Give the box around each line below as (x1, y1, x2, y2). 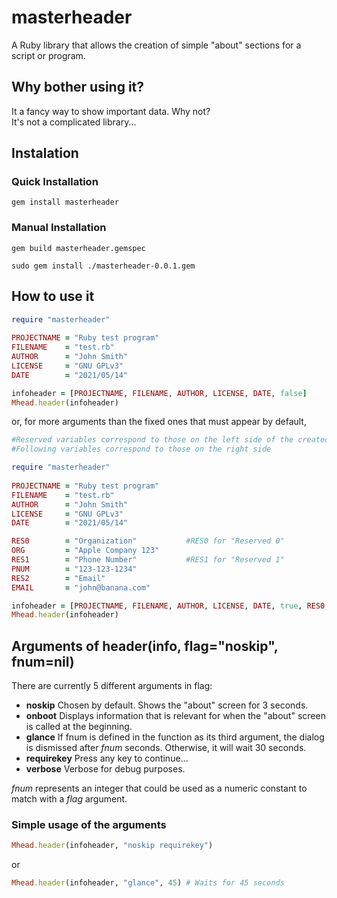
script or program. (11, 49, 86, 61)
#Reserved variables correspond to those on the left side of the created (11, 435, 330, 445)
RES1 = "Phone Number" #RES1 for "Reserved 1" (11, 555, 285, 565)
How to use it (11, 288, 95, 305)
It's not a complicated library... (11, 116, 137, 128)
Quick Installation (11, 175, 99, 189)
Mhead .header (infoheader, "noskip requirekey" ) (11, 841, 214, 851)
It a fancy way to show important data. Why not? (11, 105, 211, 117)
